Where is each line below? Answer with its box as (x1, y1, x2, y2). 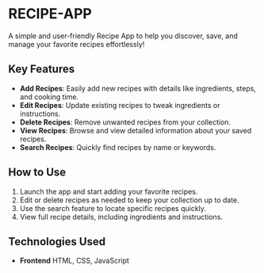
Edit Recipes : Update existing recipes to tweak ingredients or (19, 100, 220, 110)
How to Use (8, 166, 67, 179)
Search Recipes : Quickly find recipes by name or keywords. (19, 142, 216, 152)
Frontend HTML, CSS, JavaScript (19, 256, 129, 266)
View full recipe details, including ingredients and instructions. (19, 212, 224, 221)
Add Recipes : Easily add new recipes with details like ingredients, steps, (19, 83, 256, 93)
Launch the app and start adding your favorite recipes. (19, 186, 198, 196)
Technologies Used (8, 235, 105, 248)
